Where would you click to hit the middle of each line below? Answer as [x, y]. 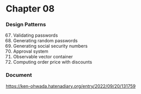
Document [19, 75]
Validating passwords [35, 35]
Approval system [31, 51]
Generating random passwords [45, 41]
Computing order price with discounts [53, 62]
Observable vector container [43, 57]
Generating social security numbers [50, 46]
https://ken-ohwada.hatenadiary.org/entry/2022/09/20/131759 [71, 86]
